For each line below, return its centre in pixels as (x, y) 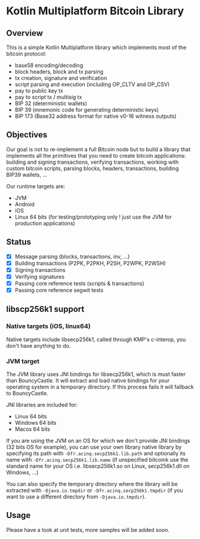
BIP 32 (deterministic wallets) (51, 103)
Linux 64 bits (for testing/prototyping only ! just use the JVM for (93, 217)
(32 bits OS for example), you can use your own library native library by (94, 447)
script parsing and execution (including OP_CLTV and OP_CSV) (92, 84)
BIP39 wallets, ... (27, 174)
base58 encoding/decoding (49, 65)
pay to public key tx (39, 91)
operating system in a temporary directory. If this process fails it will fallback (100, 387)
